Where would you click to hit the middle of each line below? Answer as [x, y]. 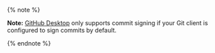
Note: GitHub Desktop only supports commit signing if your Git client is [107, 23]
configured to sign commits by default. [62, 30]
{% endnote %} [29, 43]
